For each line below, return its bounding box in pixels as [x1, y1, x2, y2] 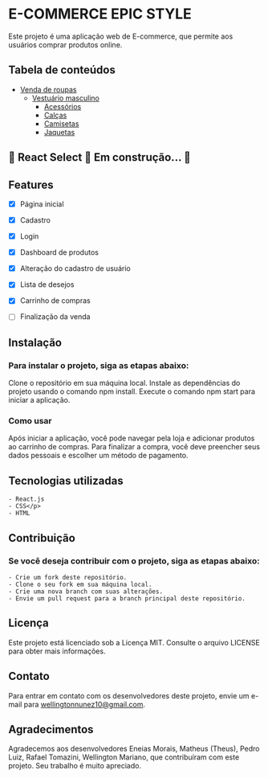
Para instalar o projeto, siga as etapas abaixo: [8, 359, 189, 371]
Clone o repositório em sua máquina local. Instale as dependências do [8, 379, 241, 388]
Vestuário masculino [31, 93, 100, 103]
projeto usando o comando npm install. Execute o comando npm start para [8, 387, 255, 396]
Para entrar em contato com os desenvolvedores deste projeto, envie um [8, 690, 250, 700]
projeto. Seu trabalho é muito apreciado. [8, 761, 142, 771]
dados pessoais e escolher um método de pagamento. [8, 451, 189, 461]
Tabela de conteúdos [8, 63, 116, 77]
